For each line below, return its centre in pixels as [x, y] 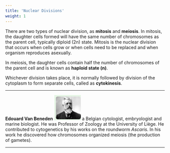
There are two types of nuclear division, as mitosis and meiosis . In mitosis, [84, 31]
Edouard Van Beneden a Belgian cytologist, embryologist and [83, 119]
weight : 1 [16, 16]
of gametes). [18, 140]
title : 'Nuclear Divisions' [35, 11]
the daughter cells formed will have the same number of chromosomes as [82, 36]
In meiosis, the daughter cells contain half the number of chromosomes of [82, 62]
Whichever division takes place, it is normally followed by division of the [80, 78]
